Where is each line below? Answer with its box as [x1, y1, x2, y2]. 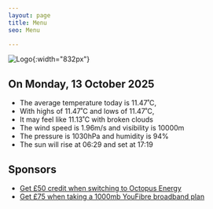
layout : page [8, 11, 51, 20]
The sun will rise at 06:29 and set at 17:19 [19, 140, 153, 149]
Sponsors [8, 163, 57, 176]
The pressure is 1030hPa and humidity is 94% [19, 131, 169, 141]
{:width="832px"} [32, 54, 90, 64]
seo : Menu [8, 26, 41, 34]
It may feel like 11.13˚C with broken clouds [19, 115, 153, 124]
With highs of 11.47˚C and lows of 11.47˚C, [19, 107, 155, 116]
